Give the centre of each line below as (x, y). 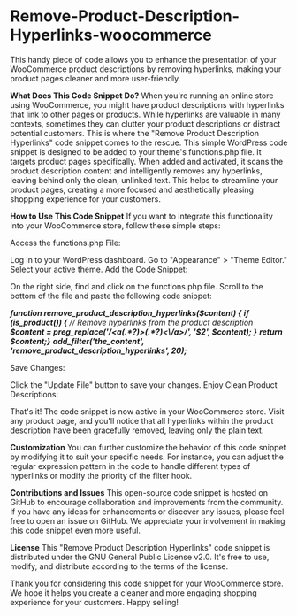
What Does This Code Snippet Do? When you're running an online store (142, 96)
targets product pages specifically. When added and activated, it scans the (147, 161)
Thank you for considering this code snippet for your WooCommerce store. (147, 583)
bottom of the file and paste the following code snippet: (111, 296)
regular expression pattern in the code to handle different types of (130, 466)
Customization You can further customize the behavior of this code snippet (148, 447)
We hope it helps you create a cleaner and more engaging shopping (133, 593)
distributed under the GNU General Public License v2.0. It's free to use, (140, 557)
